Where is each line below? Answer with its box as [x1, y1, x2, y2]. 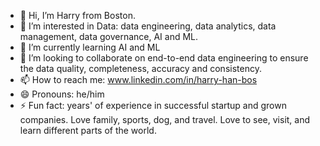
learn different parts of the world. [19, 125, 157, 136]
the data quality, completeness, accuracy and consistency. [19, 63, 262, 74]
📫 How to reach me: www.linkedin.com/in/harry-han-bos [19, 74, 258, 85]
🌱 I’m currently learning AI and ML [19, 41, 161, 53]
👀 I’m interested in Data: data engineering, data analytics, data [19, 20, 277, 32]
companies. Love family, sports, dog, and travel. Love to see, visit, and [19, 114, 311, 125]
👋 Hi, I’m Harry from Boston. [19, 10, 136, 21]
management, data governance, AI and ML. [19, 31, 199, 42]
